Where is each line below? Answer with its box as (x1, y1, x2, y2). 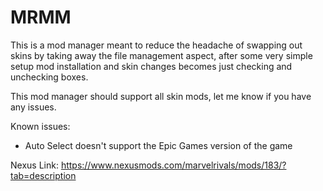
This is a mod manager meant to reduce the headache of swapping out (10, 39, 303, 51)
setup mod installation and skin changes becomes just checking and (10, 60, 293, 72)
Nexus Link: (10, 159, 59, 171)
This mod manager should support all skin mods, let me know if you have (10, 90, 312, 102)
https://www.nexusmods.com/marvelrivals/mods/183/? (60, 159, 287, 171)
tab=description (10, 169, 77, 181)
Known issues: (10, 120, 71, 132)
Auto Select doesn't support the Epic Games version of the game (24, 139, 293, 151)
